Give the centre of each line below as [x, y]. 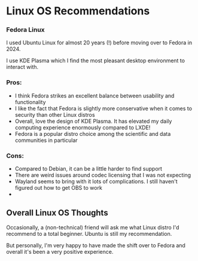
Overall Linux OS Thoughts [57, 213]
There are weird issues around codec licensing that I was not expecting [103, 175]
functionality [30, 102]
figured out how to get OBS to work [59, 188]
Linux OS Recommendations [78, 11]
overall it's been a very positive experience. [60, 251]
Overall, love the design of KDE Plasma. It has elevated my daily [93, 121]
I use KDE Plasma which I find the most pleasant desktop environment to [96, 60]
